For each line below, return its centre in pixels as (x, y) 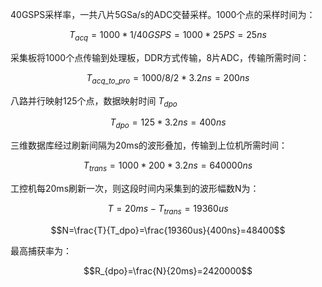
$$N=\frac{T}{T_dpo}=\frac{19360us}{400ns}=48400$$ (168, 230)
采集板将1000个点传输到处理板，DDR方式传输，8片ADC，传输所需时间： (160, 57)
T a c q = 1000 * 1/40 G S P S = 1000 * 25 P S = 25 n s (168, 36)
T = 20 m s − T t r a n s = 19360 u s (168, 209)
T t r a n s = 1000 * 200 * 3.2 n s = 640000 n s (168, 166)
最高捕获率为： (41, 250)
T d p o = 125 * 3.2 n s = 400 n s (168, 123)
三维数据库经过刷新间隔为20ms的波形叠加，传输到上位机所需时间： (149, 145)
